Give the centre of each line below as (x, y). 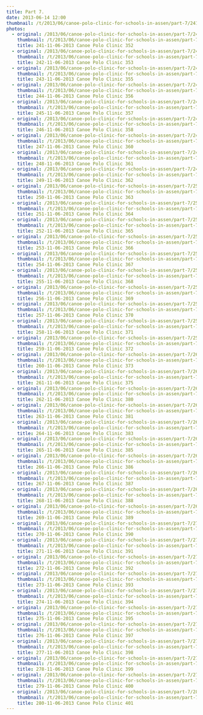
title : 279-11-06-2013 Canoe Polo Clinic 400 (76, 686)
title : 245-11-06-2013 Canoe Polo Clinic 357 (76, 113)
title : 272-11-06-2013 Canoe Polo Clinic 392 (76, 568)
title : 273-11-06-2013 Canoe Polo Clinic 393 (76, 585)
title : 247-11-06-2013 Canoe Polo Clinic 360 (76, 147)
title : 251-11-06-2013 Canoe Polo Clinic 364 (76, 214)
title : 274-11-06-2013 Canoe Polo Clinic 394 (76, 602)
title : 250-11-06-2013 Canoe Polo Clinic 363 (76, 197)
